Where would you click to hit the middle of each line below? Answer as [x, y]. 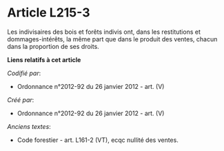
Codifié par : [24, 73]
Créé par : [21, 100]
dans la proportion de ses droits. [53, 46]
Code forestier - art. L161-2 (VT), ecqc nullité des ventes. [98, 140]
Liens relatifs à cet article [44, 59]
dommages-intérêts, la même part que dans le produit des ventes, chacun [112, 39]
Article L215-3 [49, 13]
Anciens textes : [29, 126]
